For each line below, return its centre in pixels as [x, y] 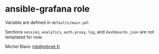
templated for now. [24, 37]
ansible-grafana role [47, 9]
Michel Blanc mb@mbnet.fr [33, 46]
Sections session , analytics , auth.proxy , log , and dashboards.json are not [79, 32]
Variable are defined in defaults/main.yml [47, 22]
